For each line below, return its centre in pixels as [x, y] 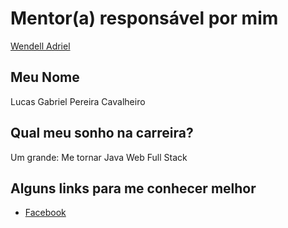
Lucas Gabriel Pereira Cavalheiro [78, 101]
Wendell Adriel [40, 46]
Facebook [45, 213]
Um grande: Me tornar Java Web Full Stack [99, 157]
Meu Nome [45, 77]
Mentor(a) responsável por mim [144, 18]
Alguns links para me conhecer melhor [133, 188]
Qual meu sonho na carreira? [102, 133]
